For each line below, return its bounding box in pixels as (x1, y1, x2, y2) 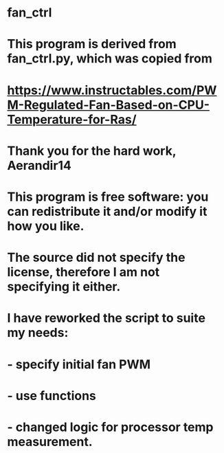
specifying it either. (7, 279, 121, 295)
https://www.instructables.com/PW (7, 82, 217, 98)
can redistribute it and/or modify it (7, 203, 208, 219)
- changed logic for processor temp (7, 419, 214, 434)
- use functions (7, 388, 96, 404)
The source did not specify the (7, 250, 186, 265)
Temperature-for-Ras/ (7, 111, 137, 127)
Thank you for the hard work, (7, 143, 177, 159)
